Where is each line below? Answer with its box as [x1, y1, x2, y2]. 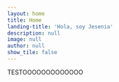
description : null [7, 29, 61, 37]
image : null [7, 36, 42, 43]
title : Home [7, 17, 42, 24]
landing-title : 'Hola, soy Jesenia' [7, 23, 113, 30]
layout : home [7, 10, 45, 17]
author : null [7, 42, 45, 49]
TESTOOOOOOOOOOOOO [7, 67, 84, 76]
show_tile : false [7, 49, 58, 56]
